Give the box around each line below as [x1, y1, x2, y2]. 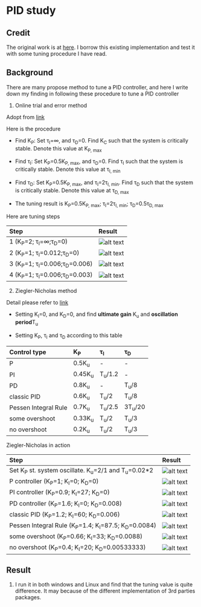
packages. [14, 594, 42, 601]
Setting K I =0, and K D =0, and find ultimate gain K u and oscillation [14, 310, 178, 319]
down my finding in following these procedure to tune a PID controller [6, 90, 179, 97]
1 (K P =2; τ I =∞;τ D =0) [9, 237, 68, 247]
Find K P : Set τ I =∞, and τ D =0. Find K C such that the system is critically [14, 136, 189, 146]
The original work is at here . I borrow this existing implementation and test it [6, 43, 195, 51]
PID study [6, 4, 56, 18]
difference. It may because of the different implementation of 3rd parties [14, 587, 196, 595]
